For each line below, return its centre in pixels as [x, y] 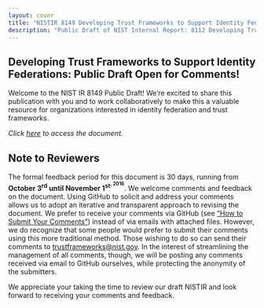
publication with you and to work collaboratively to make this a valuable [124, 101]
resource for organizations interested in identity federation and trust [118, 110]
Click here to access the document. [66, 134]
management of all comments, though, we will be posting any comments [126, 255]
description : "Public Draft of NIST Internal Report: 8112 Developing [126, 30]
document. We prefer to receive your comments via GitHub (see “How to [126, 213]
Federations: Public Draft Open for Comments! [124, 74]
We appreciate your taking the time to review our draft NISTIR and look [123, 287]
